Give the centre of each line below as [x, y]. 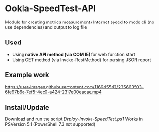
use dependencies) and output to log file [46, 27]
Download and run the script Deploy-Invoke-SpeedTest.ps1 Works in [74, 119]
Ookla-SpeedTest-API [51, 9]
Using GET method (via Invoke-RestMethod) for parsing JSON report [81, 60]
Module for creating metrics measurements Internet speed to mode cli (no [80, 22]
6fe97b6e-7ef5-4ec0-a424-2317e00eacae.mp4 [53, 92]
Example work [27, 75]
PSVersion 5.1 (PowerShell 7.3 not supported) [50, 124]
